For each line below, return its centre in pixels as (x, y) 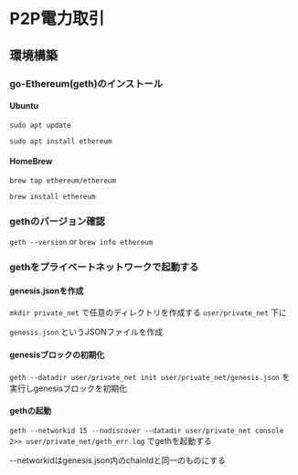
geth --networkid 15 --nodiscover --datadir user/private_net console (147, 430)
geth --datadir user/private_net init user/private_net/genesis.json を (150, 376)
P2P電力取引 (57, 19)
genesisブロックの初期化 (57, 354)
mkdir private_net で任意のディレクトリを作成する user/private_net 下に (149, 312)
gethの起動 (31, 411)
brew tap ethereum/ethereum (63, 180)
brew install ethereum (53, 196)
